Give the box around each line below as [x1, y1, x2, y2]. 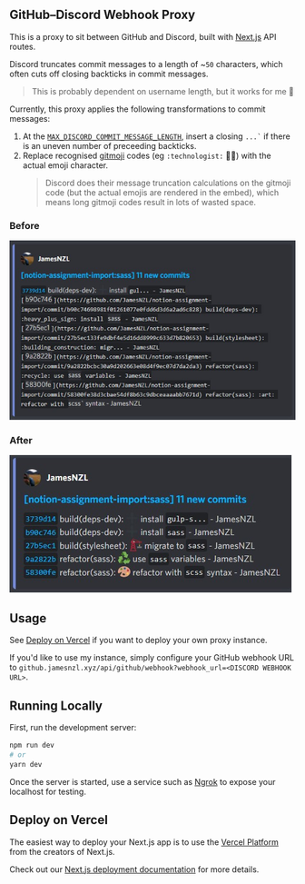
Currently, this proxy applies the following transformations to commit [9, 104, 266, 114]
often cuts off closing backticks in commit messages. [9, 68, 209, 79]
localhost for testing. [9, 786, 86, 797]
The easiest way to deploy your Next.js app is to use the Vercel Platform [9, 836, 280, 848]
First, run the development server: [9, 722, 137, 733]
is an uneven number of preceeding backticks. [22, 140, 197, 151]
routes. [9, 41, 36, 52]
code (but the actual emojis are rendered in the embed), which [44, 186, 280, 198]
